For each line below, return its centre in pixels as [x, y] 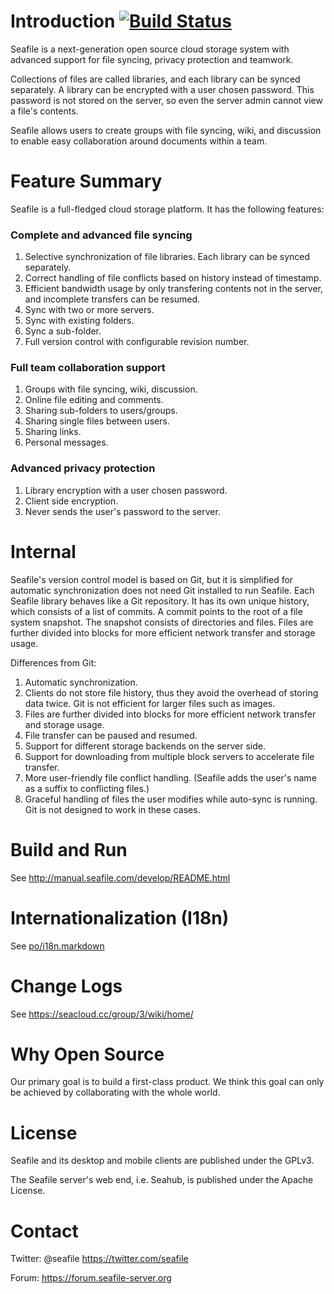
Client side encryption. [71, 501]
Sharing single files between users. [97, 421]
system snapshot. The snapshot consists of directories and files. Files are [162, 622]
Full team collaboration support [88, 368]
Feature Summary [86, 181]
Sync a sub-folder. [63, 331]
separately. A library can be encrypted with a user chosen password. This [162, 89]
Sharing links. [53, 432]
